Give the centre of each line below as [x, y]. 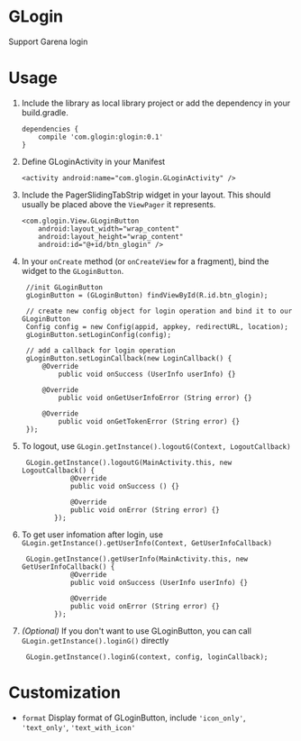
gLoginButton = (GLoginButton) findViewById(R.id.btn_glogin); [147, 295]
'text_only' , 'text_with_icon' [78, 727]
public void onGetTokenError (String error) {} [149, 421]
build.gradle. [45, 112]
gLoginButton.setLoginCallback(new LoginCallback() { [129, 358]
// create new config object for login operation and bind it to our [159, 311]
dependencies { [50, 129]
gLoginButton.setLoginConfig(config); [99, 334]
